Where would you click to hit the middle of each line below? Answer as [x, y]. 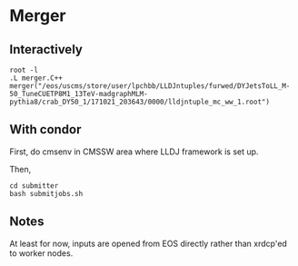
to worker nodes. [41, 253]
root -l [24, 70]
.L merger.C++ [36, 78]
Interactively [46, 49]
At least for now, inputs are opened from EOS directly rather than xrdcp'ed [149, 243]
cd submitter [34, 186]
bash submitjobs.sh [46, 193]
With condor [45, 129]
